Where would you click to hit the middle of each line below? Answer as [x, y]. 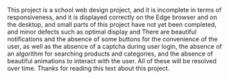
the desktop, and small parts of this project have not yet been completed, [112, 24]
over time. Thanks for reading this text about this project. [88, 68]
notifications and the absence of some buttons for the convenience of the [112, 39]
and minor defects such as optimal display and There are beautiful [102, 32]
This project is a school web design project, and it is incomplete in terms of [114, 10]
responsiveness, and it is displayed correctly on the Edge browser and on [112, 17]
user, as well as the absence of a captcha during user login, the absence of [114, 46]
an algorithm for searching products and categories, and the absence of [110, 54]
